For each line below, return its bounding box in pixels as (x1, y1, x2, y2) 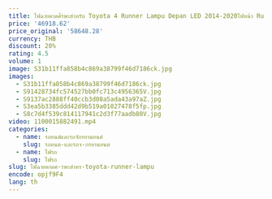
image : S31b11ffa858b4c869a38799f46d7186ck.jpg (8, 65, 173, 73)
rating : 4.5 (8, 50, 49, 58)
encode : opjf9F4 (8, 171, 63, 179)
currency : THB (8, 34, 57, 43)
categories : (8, 125, 49, 133)
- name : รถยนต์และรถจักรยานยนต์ (15, 132, 103, 141)
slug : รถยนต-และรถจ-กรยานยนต (23, 140, 110, 149)
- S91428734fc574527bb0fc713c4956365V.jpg (15, 87, 162, 96)
